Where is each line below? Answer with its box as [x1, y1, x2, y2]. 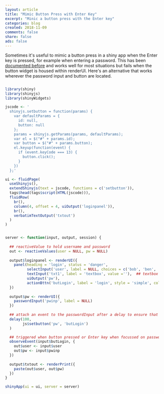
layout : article [5, 7, 38, 12]
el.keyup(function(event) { [14, 145, 71, 150]
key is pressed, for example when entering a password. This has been [5, 57, 146, 63]
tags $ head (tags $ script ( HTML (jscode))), [9, 191, 91, 196]
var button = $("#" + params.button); [14, 141, 93, 146]
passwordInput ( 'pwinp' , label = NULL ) [14, 298, 93, 304]
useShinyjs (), [9, 181, 38, 186]
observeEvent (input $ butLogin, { [9, 339, 76, 344]
